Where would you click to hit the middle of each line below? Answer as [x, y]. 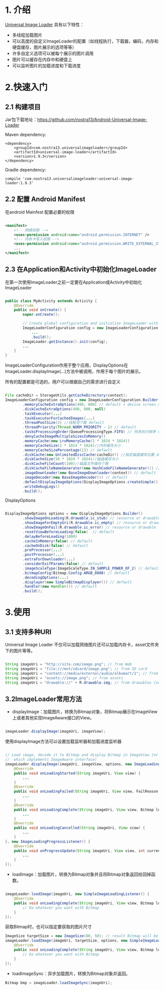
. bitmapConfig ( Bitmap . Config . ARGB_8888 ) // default [76, 573]
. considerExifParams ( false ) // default [63, 564]
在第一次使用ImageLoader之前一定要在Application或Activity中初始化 [74, 282]
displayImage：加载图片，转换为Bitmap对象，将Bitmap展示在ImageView [85, 712]
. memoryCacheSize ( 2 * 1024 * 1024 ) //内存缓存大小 [72, 445]
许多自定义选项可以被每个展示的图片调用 [53, 53]
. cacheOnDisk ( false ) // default [56, 545]
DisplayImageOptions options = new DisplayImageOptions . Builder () [74, 514]
